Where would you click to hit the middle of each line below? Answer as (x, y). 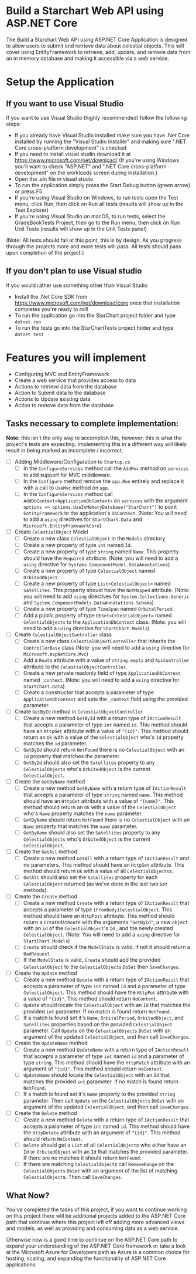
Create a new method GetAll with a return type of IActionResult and (106, 859)
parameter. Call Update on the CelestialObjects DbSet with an (97, 1030)
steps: (13, 124)
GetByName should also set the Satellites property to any (92, 832)
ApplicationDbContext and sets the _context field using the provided (106, 699)
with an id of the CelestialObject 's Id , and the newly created (98, 928)
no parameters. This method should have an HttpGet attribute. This (104, 865)
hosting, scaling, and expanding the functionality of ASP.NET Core (86, 1258)
